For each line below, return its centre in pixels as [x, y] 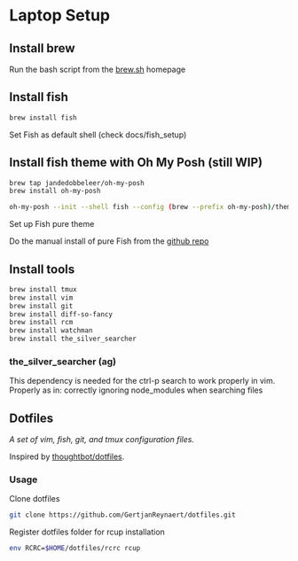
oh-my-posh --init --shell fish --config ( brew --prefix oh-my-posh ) [141, 207]
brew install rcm [41, 323]
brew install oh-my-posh [55, 191]
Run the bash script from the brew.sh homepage [98, 69]
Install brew [42, 48]
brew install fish [43, 117]
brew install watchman [51, 331]
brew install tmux [43, 289]
